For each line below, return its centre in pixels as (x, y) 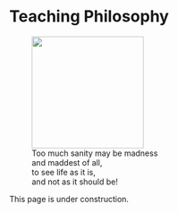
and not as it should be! (75, 182)
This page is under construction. (69, 199)
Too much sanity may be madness (95, 153)
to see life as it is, (64, 172)
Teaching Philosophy (89, 17)
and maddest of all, (67, 162)
